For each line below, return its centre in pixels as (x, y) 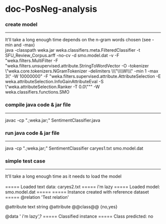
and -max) (24, 45)
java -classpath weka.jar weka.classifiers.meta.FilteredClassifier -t (73, 50)
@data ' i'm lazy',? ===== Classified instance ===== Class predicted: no (79, 216)
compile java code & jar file (38, 105)
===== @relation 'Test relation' (37, 197)
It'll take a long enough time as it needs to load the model (63, 176)
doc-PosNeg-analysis (51, 9)
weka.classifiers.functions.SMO (37, 92)
